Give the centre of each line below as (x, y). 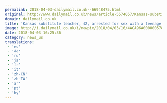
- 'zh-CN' (17, 74)
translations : (20, 42)
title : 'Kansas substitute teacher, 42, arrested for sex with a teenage (83, 24)
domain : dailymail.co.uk (31, 19)
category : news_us (24, 38)
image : (12, 28)
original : (15, 14)
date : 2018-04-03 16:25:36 (33, 33)
